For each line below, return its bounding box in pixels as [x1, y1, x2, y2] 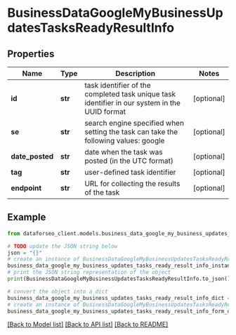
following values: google [84, 136, 165, 145]
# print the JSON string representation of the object [7, 269, 171, 276]
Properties [7, 48, 55, 60]
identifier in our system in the [84, 98, 181, 107]
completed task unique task [84, 89, 176, 99]
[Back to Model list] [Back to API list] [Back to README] [7, 320, 169, 329]
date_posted [11, 152, 54, 161]
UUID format [84, 107, 126, 117]
